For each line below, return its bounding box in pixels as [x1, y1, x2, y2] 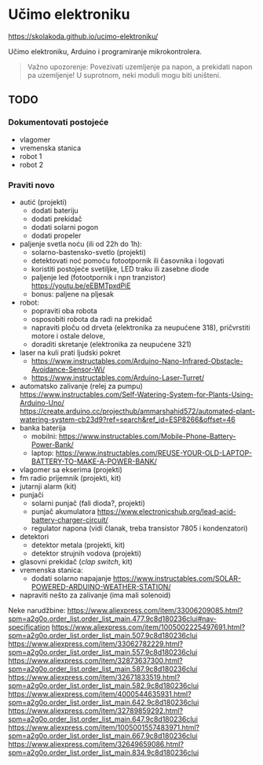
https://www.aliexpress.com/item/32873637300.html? [8, 656, 183, 665]
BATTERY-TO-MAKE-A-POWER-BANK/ [31, 456, 157, 466]
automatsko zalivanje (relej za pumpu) [19, 381, 144, 390]
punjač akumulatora [31, 506, 96, 516]
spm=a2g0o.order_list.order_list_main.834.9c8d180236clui [8, 748, 199, 757]
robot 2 [19, 160, 44, 169]
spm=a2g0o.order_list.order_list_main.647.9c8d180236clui [8, 714, 199, 723]
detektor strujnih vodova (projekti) [31, 549, 142, 558]
